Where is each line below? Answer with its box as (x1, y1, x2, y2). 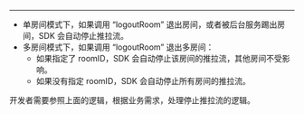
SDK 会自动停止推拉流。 (38, 31, 129, 41)
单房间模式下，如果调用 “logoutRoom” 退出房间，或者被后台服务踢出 (22, 19, 278, 30)
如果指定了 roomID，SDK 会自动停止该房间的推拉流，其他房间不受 (35, 53, 282, 63)
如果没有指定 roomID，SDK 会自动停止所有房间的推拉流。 (35, 76, 251, 86)
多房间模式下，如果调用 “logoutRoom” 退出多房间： (22, 42, 214, 52)
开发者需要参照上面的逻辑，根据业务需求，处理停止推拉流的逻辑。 (9, 95, 255, 105)
